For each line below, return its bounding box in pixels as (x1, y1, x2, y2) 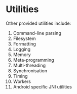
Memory (13, 52, 31, 58)
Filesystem (13, 35, 36, 41)
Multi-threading (13, 62, 46, 68)
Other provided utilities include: (6, 20, 71, 26)
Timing (13, 73, 28, 79)
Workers (13, 78, 31, 84)
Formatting (13, 40, 36, 46)
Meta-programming (13, 57, 55, 63)
